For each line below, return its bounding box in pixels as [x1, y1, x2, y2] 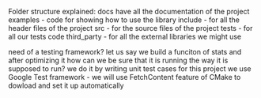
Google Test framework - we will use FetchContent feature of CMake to [8, 73, 241, 81]
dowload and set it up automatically [8, 81, 124, 90]
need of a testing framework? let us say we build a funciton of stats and [8, 47, 242, 56]
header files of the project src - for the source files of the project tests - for [8, 24, 253, 32]
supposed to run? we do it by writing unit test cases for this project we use [8, 64, 252, 73]
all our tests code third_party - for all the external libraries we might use [8, 32, 242, 41]
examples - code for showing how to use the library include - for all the [8, 15, 240, 24]
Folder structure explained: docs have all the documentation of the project [8, 7, 250, 16]
